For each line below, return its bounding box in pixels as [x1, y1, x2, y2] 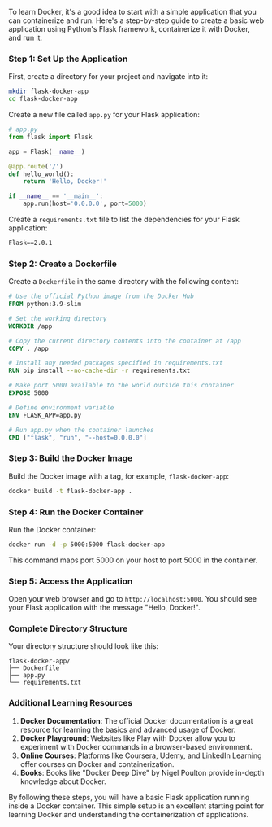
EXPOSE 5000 [8, 389, 49, 397]
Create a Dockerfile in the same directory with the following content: [8, 277, 240, 287]
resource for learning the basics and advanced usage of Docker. [19, 724, 236, 734]
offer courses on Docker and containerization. [19, 759, 175, 768]
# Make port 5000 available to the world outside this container [8, 382, 234, 390]
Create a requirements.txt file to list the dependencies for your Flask [8, 215, 240, 225]
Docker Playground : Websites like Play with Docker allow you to [19, 733, 235, 743]
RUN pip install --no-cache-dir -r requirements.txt [8, 366, 191, 375]
